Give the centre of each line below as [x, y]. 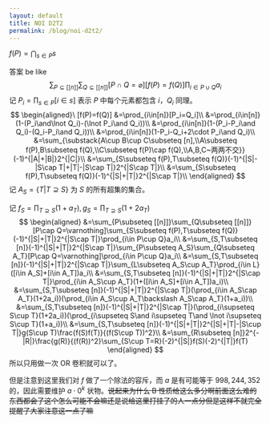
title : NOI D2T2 [36, 23]
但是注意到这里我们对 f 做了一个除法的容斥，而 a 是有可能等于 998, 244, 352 [135, 381]
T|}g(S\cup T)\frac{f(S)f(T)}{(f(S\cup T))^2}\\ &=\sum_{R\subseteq [121, 332]
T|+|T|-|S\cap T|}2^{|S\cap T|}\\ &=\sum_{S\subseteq [147, 167]
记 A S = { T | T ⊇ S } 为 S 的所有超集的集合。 [79, 190]
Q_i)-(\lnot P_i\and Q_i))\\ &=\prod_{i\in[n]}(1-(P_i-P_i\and [161, 123]
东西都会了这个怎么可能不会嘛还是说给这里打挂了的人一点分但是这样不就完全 [135, 401]
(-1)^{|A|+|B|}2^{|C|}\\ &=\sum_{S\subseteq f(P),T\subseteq [112, 159]
